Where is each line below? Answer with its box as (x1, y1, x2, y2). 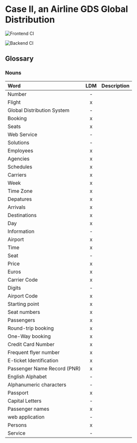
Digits (7, 284, 21, 291)
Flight (7, 98, 21, 105)
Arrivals (7, 204, 26, 211)
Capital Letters (7, 397, 42, 404)
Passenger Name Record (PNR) (7, 365, 81, 372)
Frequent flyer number (7, 349, 60, 356)
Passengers (7, 316, 36, 323)
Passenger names (7, 405, 49, 412)
